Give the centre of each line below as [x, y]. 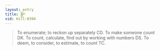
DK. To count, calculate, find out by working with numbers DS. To [83, 38]
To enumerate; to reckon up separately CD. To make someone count [86, 33]
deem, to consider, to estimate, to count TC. [61, 43]
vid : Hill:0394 [21, 19]
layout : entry [20, 10]
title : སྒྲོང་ [15, 14]
